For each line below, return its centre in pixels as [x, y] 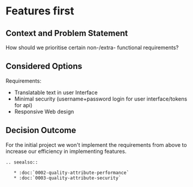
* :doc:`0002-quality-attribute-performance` [71, 173]
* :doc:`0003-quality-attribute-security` [67, 178]
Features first [40, 11]
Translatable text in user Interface [56, 92]
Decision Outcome [41, 130]
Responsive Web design [44, 111]
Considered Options [44, 66]
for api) [23, 105]
